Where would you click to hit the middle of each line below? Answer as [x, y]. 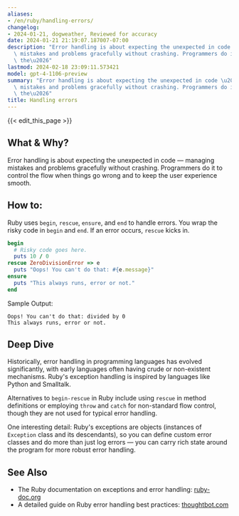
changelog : [23, 27]
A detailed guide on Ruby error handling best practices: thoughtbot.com [123, 505]
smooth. [20, 183]
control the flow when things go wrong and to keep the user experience [112, 175]
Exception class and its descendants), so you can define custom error [110, 435]
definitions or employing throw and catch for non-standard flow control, [112, 406]
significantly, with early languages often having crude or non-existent [109, 369]
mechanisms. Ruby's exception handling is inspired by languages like [109, 377]
